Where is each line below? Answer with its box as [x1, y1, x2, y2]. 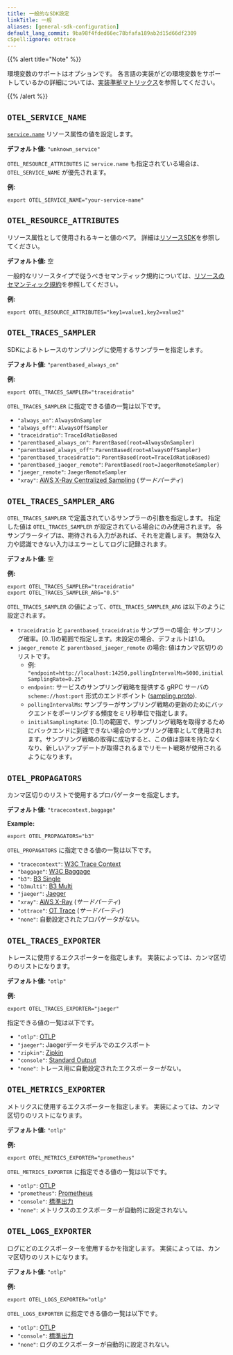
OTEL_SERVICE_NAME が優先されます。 [7, 168, 110, 176]
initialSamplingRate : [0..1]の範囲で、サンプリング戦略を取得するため [27, 718, 225, 726]
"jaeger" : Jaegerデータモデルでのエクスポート [17, 1041, 151, 1049]
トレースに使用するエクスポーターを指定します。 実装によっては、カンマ [7, 954, 214, 961]
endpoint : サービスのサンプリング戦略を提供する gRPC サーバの [27, 683, 209, 691]
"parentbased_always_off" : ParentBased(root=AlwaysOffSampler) [17, 445, 201, 454]
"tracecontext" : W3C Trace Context [17, 860, 121, 868]
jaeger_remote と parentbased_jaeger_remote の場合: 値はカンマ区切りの [17, 643, 223, 652]
